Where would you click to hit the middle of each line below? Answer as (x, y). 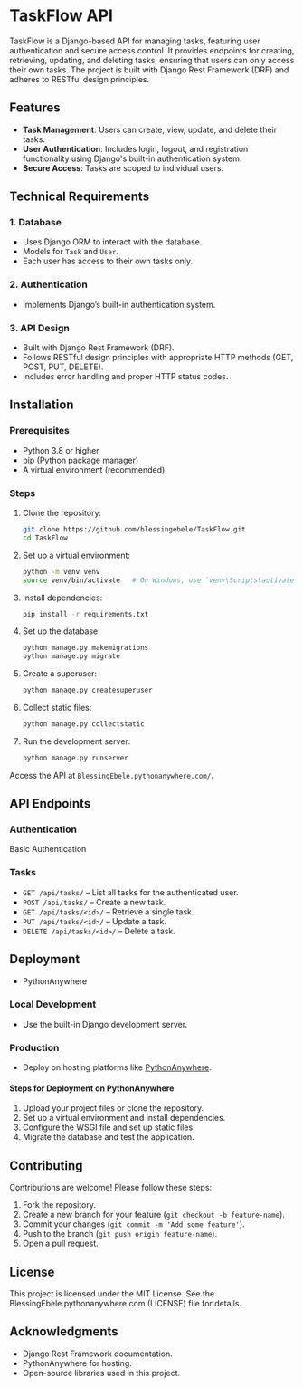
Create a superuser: (60, 674)
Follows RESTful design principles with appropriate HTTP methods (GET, (158, 358)
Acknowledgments (64, 1332)
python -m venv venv (61, 571)
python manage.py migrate (71, 656)
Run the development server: (76, 741)
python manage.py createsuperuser (87, 690)
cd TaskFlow (45, 538)
